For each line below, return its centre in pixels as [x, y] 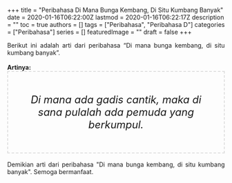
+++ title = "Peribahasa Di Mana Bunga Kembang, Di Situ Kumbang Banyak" [115, 10]
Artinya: [19, 67]
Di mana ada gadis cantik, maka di [116, 100]
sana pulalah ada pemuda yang [116, 112]
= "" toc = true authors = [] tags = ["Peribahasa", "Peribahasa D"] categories [116, 25]
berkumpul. [116, 125]
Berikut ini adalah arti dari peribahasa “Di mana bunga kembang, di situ [116, 45]
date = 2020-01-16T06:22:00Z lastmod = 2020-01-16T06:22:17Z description [116, 17]
